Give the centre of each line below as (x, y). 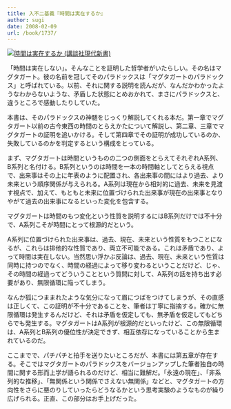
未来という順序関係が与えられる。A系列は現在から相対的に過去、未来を (109, 184)
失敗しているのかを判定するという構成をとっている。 (82, 143)
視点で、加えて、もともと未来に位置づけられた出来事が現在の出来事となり (118, 193)
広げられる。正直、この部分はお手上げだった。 (73, 399)
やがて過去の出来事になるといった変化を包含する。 (80, 201)
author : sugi (26, 20)
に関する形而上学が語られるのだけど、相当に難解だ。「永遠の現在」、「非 (114, 373)
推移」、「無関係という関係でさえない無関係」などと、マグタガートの (122, 381)
